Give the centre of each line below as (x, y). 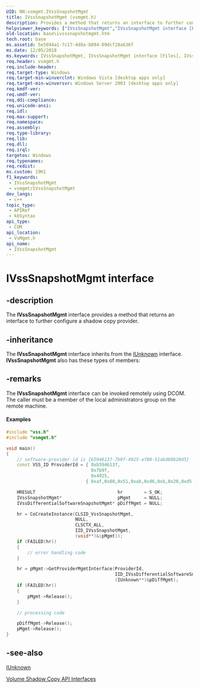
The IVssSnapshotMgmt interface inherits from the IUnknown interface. (94, 354)
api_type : (18, 222)
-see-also (25, 653)
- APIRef (20, 211)
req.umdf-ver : (24, 94)
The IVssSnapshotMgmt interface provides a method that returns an (90, 315)
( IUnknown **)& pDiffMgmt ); (147, 580)
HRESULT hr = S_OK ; (90, 492)
